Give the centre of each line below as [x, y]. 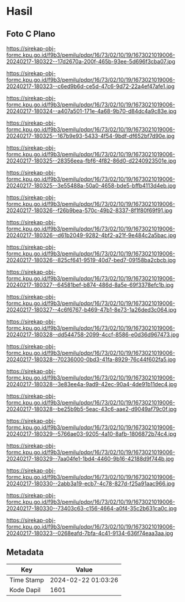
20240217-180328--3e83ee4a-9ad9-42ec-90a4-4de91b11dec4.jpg [92, 384]
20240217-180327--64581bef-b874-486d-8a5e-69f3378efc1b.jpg [90, 285]
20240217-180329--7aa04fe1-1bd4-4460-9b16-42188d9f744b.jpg [90, 459]
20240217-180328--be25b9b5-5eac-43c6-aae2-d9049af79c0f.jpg [92, 409]
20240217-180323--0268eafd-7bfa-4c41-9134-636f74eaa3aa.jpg [90, 533]
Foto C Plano [31, 34]
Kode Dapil [25, 590]
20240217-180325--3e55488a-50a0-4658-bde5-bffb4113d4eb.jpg [91, 185]
